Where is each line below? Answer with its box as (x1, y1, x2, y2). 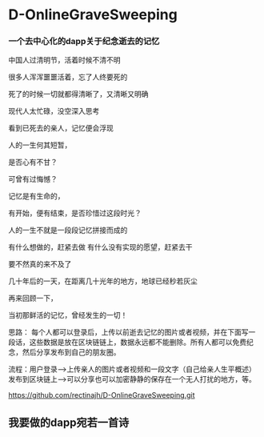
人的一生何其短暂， (8, 140, 72, 150)
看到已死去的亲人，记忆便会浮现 (8, 123, 114, 133)
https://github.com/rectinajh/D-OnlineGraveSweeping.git (8, 391, 195, 400)
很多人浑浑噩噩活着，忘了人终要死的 (8, 72, 128, 82)
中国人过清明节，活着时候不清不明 (8, 55, 121, 65)
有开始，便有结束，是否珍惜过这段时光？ (8, 208, 142, 218)
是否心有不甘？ (8, 158, 58, 167)
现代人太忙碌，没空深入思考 (8, 106, 100, 116)
